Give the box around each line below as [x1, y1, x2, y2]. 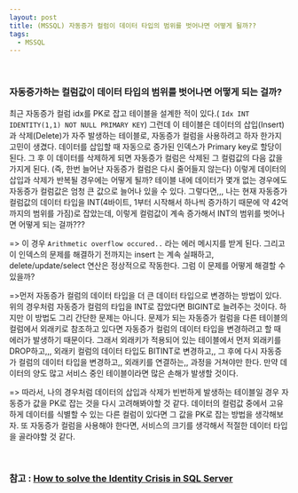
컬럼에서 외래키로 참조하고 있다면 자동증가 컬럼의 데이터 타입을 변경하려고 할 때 [9, 323, 282, 334]
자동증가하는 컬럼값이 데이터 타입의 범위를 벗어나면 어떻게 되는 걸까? [9, 86, 282, 99]
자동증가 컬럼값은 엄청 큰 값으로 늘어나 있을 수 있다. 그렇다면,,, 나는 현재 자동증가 [9, 186, 288, 196]
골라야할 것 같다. [18, 431, 75, 441]
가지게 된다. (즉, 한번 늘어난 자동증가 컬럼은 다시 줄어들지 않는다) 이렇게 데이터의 [9, 163, 286, 174]
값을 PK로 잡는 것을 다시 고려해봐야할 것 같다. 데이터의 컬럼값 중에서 [32, 397, 268, 409]
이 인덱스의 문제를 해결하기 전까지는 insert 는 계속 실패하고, [9, 249, 215, 259]
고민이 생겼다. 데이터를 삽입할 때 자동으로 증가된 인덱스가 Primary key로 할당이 [9, 141, 282, 152]
